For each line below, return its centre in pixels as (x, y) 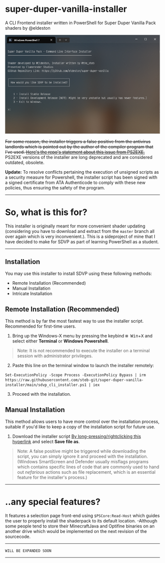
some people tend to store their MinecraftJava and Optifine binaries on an (80, 526)
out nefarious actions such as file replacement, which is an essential (86, 472)
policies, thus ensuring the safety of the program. (55, 188)
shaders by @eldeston (28, 28)
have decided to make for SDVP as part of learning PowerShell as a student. (82, 242)
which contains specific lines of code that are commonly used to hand (88, 467)
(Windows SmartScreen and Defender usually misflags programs (83, 462)
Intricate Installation (32, 294)
